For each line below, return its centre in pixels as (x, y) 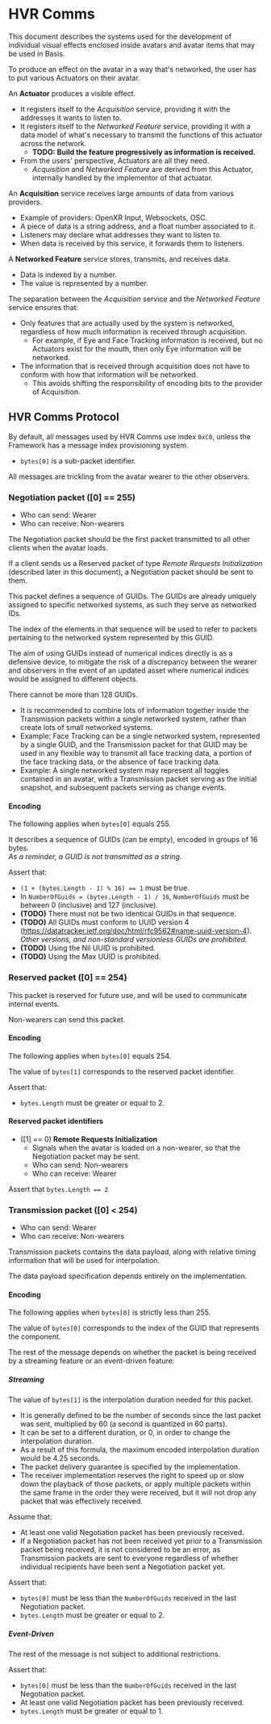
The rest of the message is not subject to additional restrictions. (114, 1654)
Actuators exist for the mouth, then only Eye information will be (137, 349)
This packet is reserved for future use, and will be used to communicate (128, 995)
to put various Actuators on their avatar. (74, 78)
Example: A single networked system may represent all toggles (125, 770)
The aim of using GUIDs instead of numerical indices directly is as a (121, 653)
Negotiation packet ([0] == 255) (72, 497)
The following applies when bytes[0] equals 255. (90, 824)
